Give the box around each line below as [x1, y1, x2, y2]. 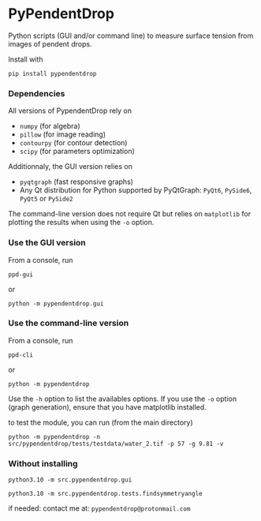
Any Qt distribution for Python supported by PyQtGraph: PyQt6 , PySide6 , [19, 186, 252, 195]
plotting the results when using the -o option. [8, 218, 155, 227]
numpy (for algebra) [19, 122, 80, 131]
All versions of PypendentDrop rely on [8, 106, 132, 115]
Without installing [8, 458, 78, 469]
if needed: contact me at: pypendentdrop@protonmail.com [8, 504, 191, 513]
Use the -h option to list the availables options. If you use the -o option [8, 394, 237, 403]
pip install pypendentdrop [8, 69, 97, 77]
